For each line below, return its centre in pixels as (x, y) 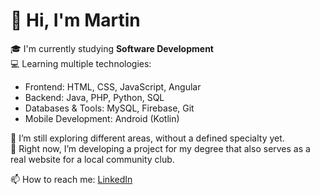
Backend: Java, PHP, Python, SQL (94, 97)
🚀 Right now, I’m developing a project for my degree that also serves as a (160, 148)
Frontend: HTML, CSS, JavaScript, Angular (113, 86)
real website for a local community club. (92, 159)
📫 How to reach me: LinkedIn (71, 179)
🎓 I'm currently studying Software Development (112, 48)
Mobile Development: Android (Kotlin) (102, 118)
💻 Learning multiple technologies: (81, 63)
